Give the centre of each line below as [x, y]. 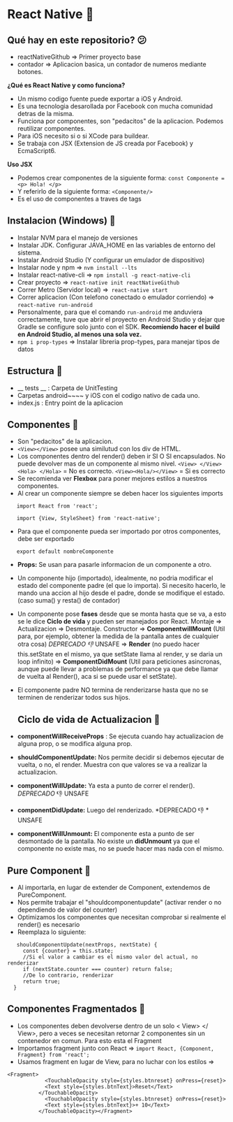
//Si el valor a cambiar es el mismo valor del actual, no [110, 957]
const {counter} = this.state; [68, 951]
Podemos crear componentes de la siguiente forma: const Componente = [121, 178]
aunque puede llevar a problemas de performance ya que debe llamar [118, 669]
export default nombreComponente [65, 552]
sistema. [29, 252]
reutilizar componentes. [51, 128]
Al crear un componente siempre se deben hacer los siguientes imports [120, 494]
